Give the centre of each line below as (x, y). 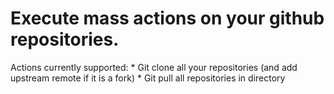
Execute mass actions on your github (167, 18)
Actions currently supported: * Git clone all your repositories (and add (154, 67)
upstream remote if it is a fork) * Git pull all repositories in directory (148, 78)
